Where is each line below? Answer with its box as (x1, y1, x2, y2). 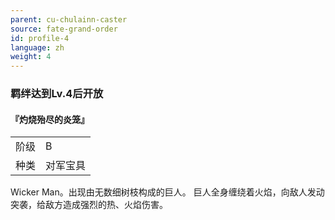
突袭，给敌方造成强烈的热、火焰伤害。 (10, 199, 168, 211)
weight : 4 (10, 52, 52, 62)
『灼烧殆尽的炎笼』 (10, 113, 90, 125)
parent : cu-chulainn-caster (10, 14, 128, 25)
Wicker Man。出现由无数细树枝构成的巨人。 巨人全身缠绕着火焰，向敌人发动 (10, 186, 325, 198)
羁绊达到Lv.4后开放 (10, 87, 104, 101)
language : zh (10, 42, 65, 53)
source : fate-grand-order (10, 24, 118, 34)
